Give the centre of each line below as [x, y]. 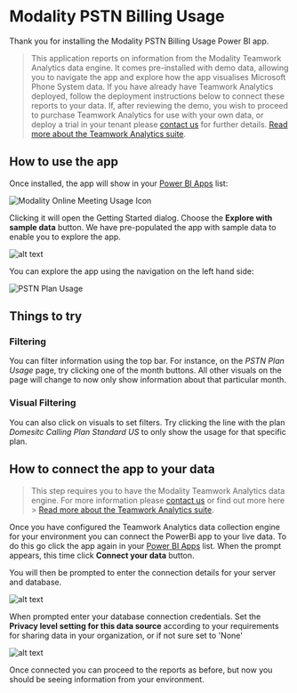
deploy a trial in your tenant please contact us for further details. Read [159, 124]
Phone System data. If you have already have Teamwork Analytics [152, 86]
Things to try [46, 316]
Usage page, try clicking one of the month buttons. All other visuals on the [145, 370]
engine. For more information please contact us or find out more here [158, 500]
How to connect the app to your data [112, 469]
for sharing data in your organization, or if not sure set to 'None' [126, 635]
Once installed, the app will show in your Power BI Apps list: [119, 183]
